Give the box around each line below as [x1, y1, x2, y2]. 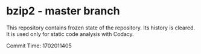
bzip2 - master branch [6, 4, 120, 18]
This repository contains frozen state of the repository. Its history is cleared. [6, 24, 195, 31]
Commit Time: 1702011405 [6, 42, 72, 49]
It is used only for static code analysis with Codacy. [6, 30, 134, 37]
